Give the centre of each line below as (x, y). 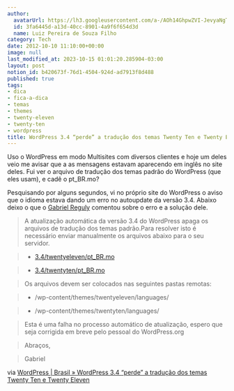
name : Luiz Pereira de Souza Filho (65, 33)
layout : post (26, 66)
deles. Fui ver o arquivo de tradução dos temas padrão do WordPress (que (114, 172)
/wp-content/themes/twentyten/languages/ (97, 311)
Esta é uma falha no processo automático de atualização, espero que (123, 325)
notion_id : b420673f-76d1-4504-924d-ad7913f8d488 (81, 72)
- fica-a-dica (28, 98)
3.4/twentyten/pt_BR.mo (70, 270)
